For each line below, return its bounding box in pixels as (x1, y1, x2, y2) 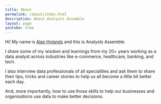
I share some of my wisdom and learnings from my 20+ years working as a (5, 49, 157, 54)
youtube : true (5, 26, 34, 30)
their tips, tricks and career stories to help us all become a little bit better (5, 74, 152, 79)
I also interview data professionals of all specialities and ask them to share (5, 68, 156, 74)
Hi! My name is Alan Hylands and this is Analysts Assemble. (5, 39, 126, 45)
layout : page (5, 21, 32, 26)
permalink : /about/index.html (5, 12, 67, 17)
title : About (5, 7, 32, 12)
